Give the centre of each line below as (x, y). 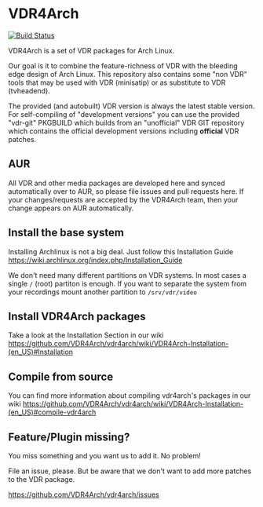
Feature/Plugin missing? (69, 437)
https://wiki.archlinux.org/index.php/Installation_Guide (95, 260)
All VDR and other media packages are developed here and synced (117, 183)
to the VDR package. (42, 479)
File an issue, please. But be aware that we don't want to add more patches (130, 471)
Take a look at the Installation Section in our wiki (86, 335)
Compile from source (61, 376)
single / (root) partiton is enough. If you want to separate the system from (128, 283)
